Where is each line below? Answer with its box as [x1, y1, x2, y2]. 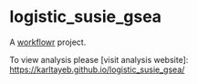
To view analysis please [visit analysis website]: [9, 54, 189, 65]
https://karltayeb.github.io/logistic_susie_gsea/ [9, 64, 185, 75]
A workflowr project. [9, 37, 87, 47]
